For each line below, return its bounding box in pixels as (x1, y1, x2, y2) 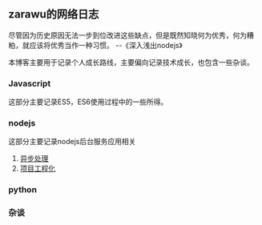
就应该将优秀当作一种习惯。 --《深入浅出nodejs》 (22, 40, 183, 50)
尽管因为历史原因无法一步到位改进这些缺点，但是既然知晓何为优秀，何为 (8, 30, 247, 40)
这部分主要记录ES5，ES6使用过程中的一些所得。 (8, 97, 168, 106)
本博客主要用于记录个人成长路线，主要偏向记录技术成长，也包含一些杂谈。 (8, 57, 254, 66)
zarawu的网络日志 (8, 7, 99, 22)
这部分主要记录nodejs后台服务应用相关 (8, 137, 136, 147)
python (8, 184, 38, 195)
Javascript (8, 78, 51, 89)
